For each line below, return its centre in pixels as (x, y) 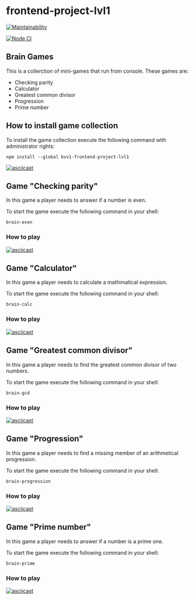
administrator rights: (30, 146)
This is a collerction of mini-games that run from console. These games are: (97, 71)
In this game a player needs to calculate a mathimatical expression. (87, 282)
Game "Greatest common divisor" (69, 350)
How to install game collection (62, 126)
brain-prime (20, 563)
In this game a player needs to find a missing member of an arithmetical (92, 453)
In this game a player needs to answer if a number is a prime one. (85, 541)
